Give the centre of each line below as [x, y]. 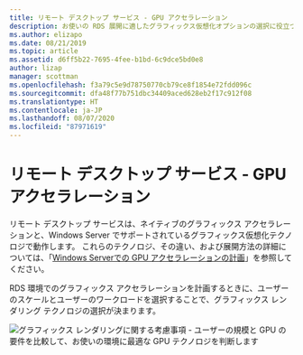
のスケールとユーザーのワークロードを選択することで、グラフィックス [139, 299]
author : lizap [36, 69]
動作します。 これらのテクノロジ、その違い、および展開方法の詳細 [156, 246]
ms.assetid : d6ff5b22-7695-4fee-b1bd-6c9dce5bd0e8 [106, 60]
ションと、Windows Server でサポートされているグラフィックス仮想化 [139, 235]
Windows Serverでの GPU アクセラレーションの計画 [149, 257]
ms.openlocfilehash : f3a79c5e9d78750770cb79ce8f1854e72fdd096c [131, 85]
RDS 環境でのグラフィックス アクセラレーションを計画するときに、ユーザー [149, 288]
